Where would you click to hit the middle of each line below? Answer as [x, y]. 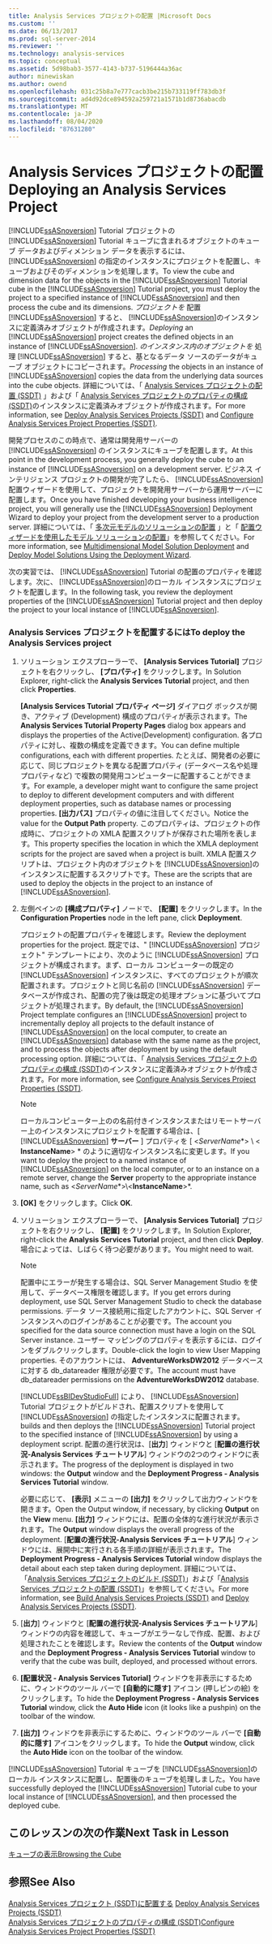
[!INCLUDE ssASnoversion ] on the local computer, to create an [123, 1031]
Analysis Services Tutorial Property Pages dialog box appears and [133, 725]
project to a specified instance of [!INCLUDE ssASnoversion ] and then [124, 297]
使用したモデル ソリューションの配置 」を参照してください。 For [149, 537]
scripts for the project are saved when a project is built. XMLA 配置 [131, 853]
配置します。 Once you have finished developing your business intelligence [133, 499]
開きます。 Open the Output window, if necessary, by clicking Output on [140, 1509]
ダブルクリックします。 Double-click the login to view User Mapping [147, 1350]
